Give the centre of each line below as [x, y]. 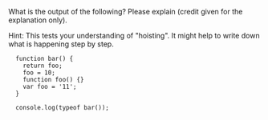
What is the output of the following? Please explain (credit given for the [126, 12]
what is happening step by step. [61, 44]
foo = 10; [39, 73]
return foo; [43, 66]
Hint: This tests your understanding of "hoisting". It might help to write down [134, 36]
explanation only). [38, 20]
